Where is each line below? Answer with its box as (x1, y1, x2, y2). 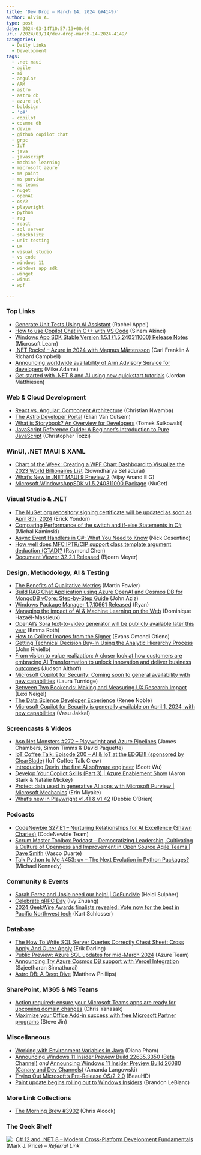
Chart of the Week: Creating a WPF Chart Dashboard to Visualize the (14, 461, 185, 468)
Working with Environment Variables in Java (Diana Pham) (14, 1046, 159, 1054)
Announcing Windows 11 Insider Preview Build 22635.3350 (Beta (14, 1053, 175, 1060)
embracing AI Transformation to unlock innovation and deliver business (14, 658, 191, 665)
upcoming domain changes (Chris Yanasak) (14, 1006, 123, 1013)
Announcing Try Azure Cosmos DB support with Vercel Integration (14, 958, 179, 965)
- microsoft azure (11, 165, 58, 171)
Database (6, 925, 35, 933)
